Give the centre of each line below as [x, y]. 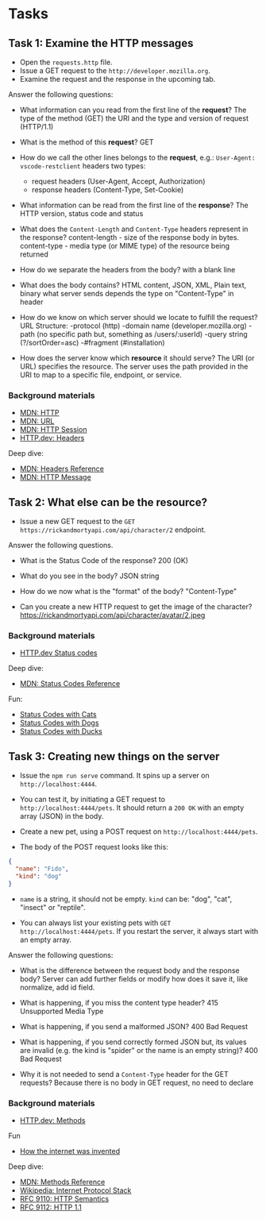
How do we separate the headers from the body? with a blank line [127, 270]
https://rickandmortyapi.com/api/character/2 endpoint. [113, 530]
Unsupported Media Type [62, 1011]
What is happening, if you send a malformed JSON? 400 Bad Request [134, 1026]
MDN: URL [37, 421]
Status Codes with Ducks [61, 731]
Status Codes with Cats [58, 715]
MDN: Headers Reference [62, 469]
